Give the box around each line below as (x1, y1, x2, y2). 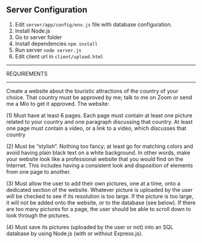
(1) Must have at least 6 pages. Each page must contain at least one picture (6, 111, 193, 119)
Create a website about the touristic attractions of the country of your (6, 87, 179, 94)
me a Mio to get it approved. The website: (6, 100, 109, 107)
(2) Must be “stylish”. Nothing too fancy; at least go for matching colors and (6, 143, 194, 150)
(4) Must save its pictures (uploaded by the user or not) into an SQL (6, 223, 174, 230)
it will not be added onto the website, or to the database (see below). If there (6, 198, 196, 206)
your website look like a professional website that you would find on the (6, 155, 184, 162)
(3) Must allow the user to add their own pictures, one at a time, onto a (6, 180, 180, 187)
